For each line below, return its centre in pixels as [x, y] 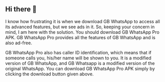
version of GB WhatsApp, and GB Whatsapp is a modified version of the [80, 63]
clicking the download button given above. [50, 74]
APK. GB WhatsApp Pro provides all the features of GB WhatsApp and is [80, 37]
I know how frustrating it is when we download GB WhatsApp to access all [83, 21]
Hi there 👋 [21, 9]
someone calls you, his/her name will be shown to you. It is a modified [78, 58]
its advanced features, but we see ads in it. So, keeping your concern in [80, 27]
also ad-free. [19, 43]
